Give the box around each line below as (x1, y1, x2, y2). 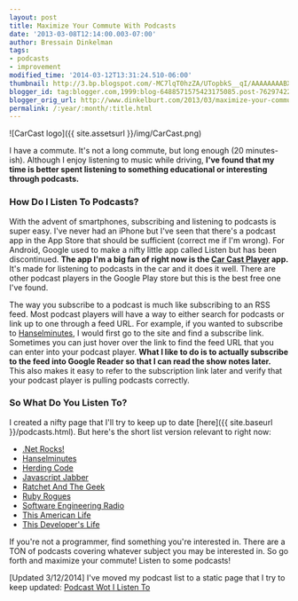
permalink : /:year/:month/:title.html (9, 104, 153, 113)
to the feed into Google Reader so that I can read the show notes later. (9, 356, 272, 367)
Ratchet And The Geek (21, 481, 106, 492)
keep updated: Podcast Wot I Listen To (9, 581, 151, 592)
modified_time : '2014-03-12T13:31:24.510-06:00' (9, 71, 192, 80)
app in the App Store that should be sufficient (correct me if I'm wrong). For (9, 234, 286, 245)
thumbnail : (9, 79, 50, 88)
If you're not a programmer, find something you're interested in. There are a (9, 536, 286, 547)
